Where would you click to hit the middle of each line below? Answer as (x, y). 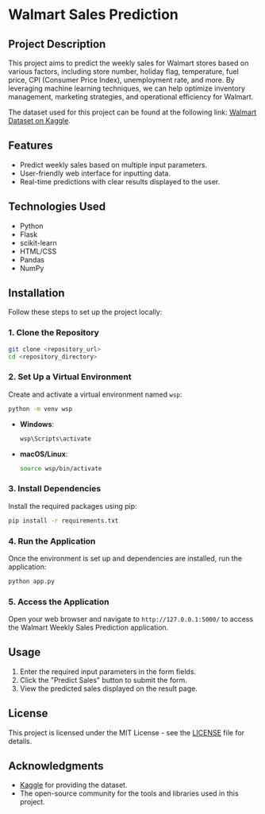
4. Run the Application (52, 541)
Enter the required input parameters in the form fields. (108, 671)
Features (31, 146)
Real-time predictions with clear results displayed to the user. (120, 181)
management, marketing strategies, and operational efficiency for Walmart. (131, 97)
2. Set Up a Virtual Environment (70, 377)
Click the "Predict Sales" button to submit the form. (104, 680)
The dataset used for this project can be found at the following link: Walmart (132, 112)
